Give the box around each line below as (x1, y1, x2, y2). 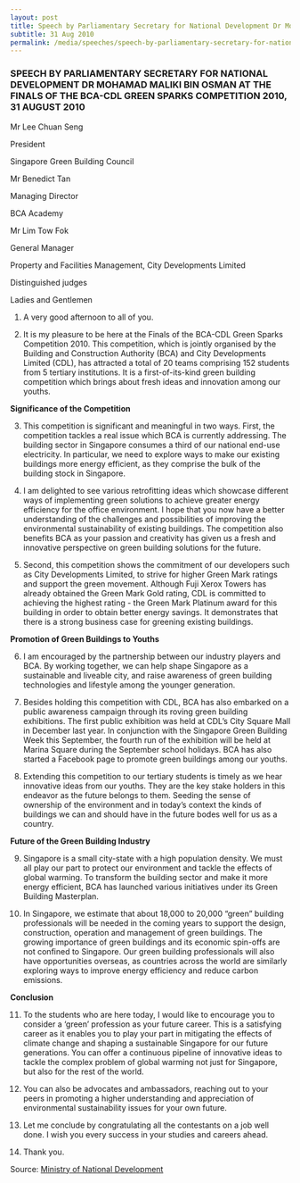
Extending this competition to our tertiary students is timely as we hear (22, 771, 283, 781)
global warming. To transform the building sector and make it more (22, 871, 268, 882)
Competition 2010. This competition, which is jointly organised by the (22, 338, 277, 349)
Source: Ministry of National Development (10, 1163, 164, 1174)
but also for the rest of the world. (22, 1066, 145, 1077)
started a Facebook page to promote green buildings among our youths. (22, 754, 288, 764)
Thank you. (22, 1146, 65, 1157)
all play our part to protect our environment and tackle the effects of (22, 862, 272, 873)
